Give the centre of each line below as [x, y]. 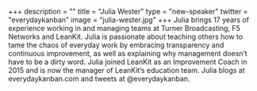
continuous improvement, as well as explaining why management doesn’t [128, 53]
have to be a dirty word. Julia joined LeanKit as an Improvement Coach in [128, 62]
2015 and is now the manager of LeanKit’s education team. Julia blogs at [127, 70]
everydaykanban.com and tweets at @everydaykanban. [99, 79]
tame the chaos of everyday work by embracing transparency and [116, 45]
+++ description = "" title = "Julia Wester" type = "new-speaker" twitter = [128, 11]
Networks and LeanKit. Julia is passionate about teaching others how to [126, 36]
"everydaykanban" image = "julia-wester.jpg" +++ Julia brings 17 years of [129, 20]
